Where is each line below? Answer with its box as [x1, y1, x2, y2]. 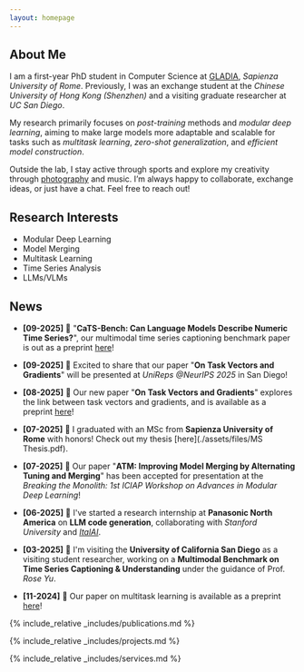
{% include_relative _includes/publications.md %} [9, 618, 195, 629]
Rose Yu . [22, 573, 56, 584]
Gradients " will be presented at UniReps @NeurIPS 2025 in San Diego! [22, 370, 289, 380]
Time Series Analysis [22, 262, 102, 273]
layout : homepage [9, 13, 75, 23]
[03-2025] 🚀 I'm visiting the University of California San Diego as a [22, 544, 279, 555]
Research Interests [9, 210, 119, 225]
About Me [9, 47, 66, 63]
